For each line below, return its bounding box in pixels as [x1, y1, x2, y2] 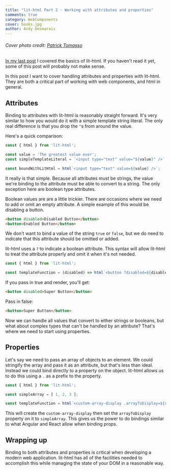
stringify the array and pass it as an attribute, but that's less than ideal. [5, 362, 154, 368]
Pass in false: [5, 298, 33, 304]
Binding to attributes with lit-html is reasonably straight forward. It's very [5, 113, 157, 119]
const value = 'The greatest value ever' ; [5, 152, 97, 157]
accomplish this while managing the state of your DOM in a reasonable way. [5, 460, 164, 466]
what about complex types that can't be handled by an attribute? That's [5, 323, 155, 329]
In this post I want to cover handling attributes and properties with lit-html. [5, 73, 161, 79]
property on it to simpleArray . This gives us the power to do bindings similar [5, 415, 164, 422]
